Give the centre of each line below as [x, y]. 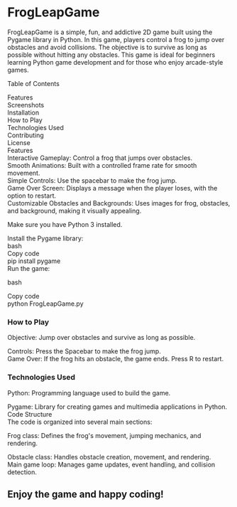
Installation [23, 112]
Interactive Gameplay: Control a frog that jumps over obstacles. [100, 158]
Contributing [26, 135]
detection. [22, 472]
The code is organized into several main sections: [80, 422]
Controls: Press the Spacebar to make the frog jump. [84, 351]
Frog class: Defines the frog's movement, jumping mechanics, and [104, 435]
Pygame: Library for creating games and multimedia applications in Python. [117, 407]
